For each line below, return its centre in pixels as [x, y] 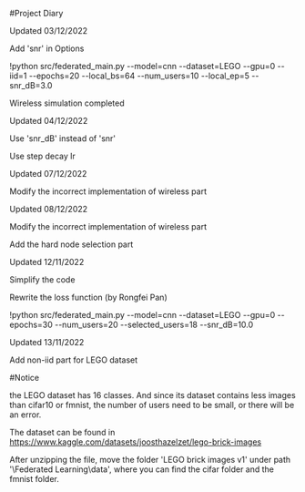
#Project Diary [36, 13]
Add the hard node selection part [71, 244]
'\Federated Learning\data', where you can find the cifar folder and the [142, 469]
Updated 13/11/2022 [47, 342]
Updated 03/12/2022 [49, 31]
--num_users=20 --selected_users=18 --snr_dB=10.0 [154, 324]
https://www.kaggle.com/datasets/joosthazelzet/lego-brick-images [136, 442]
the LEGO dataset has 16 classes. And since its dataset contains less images [152, 395]
